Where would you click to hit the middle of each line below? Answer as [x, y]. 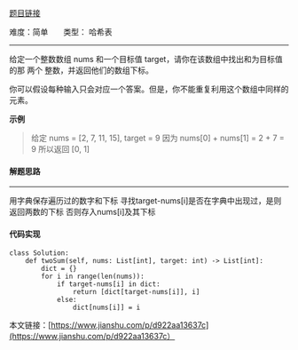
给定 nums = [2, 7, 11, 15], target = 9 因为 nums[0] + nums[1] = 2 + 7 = [158, 138]
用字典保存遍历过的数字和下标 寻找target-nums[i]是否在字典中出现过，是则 [145, 201]
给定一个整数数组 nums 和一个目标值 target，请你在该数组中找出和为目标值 [146, 59]
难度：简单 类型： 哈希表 [61, 32]
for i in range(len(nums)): [93, 277]
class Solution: [39, 253]
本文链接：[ [30, 325]
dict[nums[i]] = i [106, 308]
